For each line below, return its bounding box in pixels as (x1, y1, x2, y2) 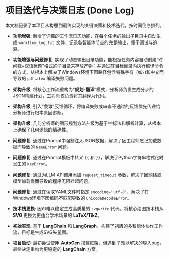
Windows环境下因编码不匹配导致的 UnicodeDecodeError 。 (12, 195, 132, 201)
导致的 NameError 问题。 (21, 144, 72, 150)
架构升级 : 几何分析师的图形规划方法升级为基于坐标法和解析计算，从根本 (12, 120, 161, 126)
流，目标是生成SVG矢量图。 (12, 229, 71, 235)
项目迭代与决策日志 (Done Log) (5, 5, 135, 16)
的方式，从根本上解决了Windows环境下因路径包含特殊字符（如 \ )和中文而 (12, 69, 164, 75)
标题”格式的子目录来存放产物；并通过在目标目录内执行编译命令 (33, 63, 164, 69)
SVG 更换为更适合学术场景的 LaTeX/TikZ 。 (12, 212, 102, 218)
